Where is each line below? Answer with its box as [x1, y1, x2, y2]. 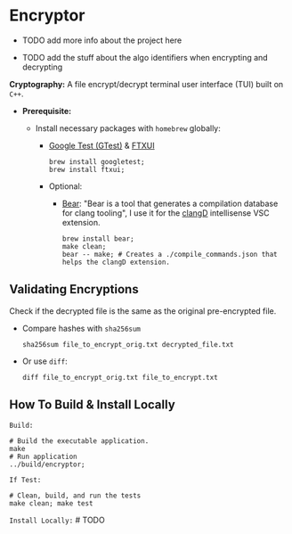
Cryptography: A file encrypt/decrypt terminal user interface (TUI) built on [9, 78, 284, 89]
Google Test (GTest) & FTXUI [48, 140, 155, 151]
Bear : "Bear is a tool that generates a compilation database [61, 198, 279, 209]
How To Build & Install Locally [9, 398, 175, 413]
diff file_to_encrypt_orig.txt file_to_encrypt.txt [21, 373, 218, 382]
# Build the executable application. [9, 436, 150, 446]
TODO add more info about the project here [21, 35, 182, 45]
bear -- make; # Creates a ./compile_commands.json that [61, 250, 278, 259]
